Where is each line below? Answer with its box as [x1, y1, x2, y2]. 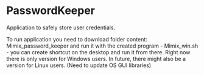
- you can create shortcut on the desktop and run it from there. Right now [6, 48, 191, 55]
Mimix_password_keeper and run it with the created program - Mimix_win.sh [6, 42, 199, 49]
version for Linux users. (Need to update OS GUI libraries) [6, 62, 151, 69]
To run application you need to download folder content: [6, 35, 147, 43]
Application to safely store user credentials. [6, 24, 116, 31]
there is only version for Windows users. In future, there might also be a [6, 55, 186, 62]
